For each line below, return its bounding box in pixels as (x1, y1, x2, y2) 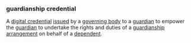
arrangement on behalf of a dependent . (6, 30, 102, 37)
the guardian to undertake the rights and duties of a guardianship (6, 24, 165, 31)
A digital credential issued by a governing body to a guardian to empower (6, 18, 185, 25)
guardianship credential (6, 5, 76, 13)
